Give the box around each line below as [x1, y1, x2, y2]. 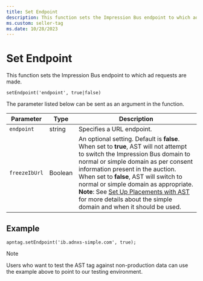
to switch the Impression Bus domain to [78, 150, 190, 158]
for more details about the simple [78, 195, 172, 204]
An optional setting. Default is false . [78, 135, 180, 143]
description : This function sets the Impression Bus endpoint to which [6, 15, 190, 21]
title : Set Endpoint [6, 8, 59, 15]
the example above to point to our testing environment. [6, 268, 143, 275]
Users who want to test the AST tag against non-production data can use [6, 262, 188, 269]
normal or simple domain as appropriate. [78, 180, 193, 189]
